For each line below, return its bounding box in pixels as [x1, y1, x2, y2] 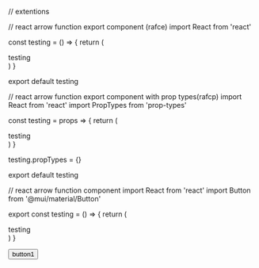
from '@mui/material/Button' [8, 194, 101, 203]
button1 [12, 250, 35, 258]
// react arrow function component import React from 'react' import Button [8, 186, 251, 195]
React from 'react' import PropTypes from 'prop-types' [8, 101, 188, 109]
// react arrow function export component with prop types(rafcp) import [8, 92, 242, 101]
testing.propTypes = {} [8, 155, 82, 164]
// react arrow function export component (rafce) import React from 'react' [8, 22, 252, 31]
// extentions [8, 7, 50, 16]
